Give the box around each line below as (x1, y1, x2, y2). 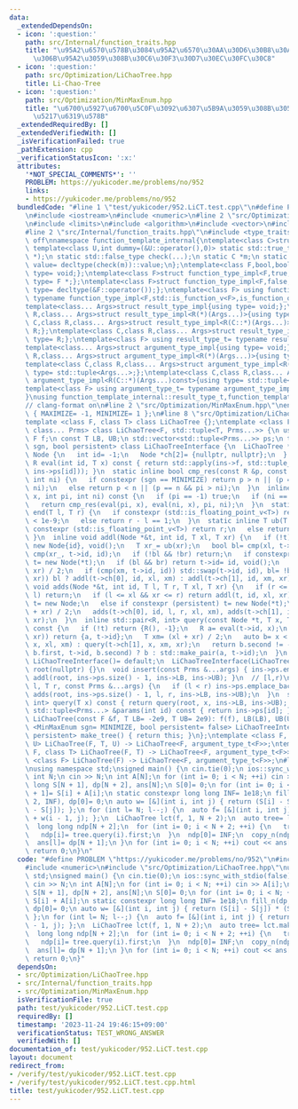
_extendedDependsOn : (17, 21, 93, 30)
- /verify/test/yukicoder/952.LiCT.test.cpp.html (9, 1078, 197, 1087)
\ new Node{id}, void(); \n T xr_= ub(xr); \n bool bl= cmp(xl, (25, 541, 276, 551)
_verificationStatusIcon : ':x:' (17, 153, 137, 162)
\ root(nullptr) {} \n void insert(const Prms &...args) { (25, 665, 248, 674)
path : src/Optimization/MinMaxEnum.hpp (25, 95, 173, 105)
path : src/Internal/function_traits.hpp (25, 37, 176, 47)
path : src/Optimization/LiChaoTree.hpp (25, 71, 173, 80)
